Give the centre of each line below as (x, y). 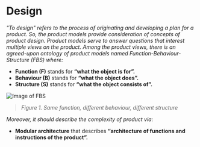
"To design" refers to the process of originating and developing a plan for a (100, 28)
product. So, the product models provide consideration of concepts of (93, 34)
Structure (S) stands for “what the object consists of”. (83, 84)
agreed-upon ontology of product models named (67, 53)
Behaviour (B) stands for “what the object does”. (77, 78)
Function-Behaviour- (155, 53)
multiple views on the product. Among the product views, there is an (91, 47)
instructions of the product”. (52, 137)
